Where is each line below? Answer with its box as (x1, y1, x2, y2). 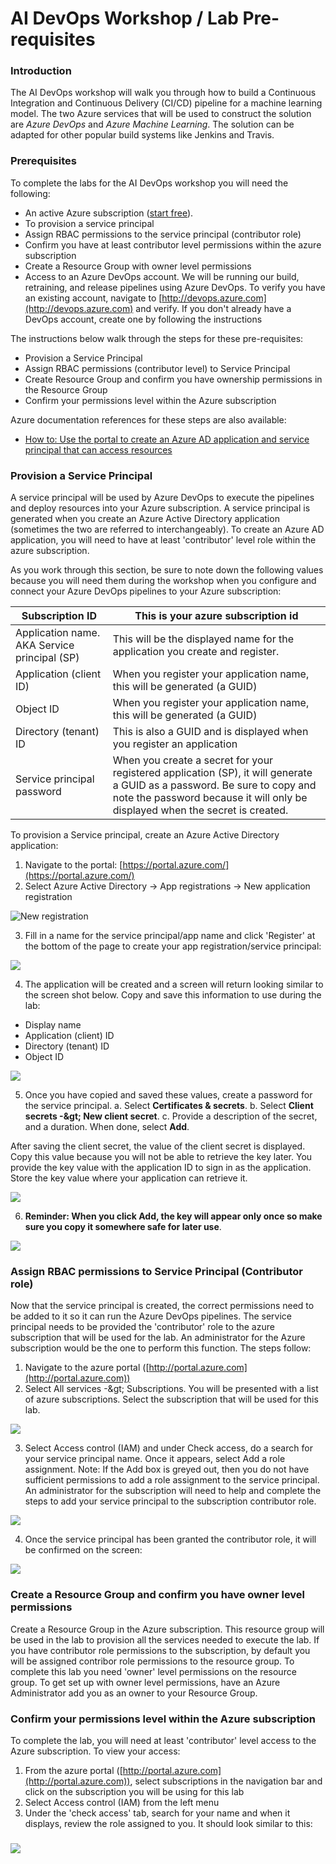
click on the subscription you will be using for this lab (24, 1785, 245, 1797)
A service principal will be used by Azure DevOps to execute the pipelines (10, 492, 315, 504)
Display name (24, 1019, 82, 1031)
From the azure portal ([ (24, 1764, 123, 1776)
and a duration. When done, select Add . (24, 1121, 190, 1133)
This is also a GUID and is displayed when (112, 725, 309, 739)
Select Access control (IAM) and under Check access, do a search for (24, 1442, 313, 1454)
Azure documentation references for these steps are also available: (10, 413, 287, 426)
